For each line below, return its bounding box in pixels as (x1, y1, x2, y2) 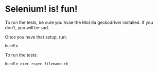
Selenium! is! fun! (5, 3, 78, 15)
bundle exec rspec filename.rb (5, 61, 69, 66)
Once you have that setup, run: (5, 34, 67, 40)
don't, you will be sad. (5, 24, 50, 30)
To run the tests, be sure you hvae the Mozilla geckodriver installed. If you (5, 19, 153, 25)
